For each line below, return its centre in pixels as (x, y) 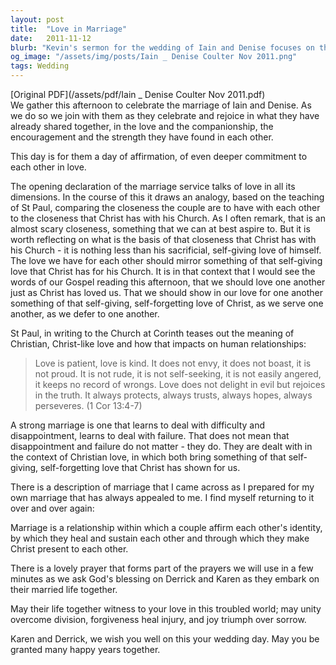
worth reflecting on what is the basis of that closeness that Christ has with (163, 239)
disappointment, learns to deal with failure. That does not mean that (150, 435)
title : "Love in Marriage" (69, 29)
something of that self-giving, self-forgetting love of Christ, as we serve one (167, 303)
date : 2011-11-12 (51, 38)
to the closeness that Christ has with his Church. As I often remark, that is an (168, 218)
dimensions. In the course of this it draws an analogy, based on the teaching (167, 197)
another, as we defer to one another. (85, 314)
